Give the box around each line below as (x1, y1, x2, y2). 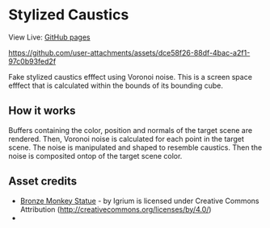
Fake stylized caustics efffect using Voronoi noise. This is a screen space (8, 72, 253, 81)
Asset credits (8, 175, 78, 189)
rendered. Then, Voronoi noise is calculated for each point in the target (8, 134, 245, 143)
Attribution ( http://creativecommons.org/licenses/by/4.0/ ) (19, 204, 212, 214)
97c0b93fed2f (8, 56, 57, 66)
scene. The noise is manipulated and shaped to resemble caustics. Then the (8, 143, 263, 152)
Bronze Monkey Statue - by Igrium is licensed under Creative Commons (19, 196, 260, 205)
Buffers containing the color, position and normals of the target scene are (8, 125, 253, 135)
